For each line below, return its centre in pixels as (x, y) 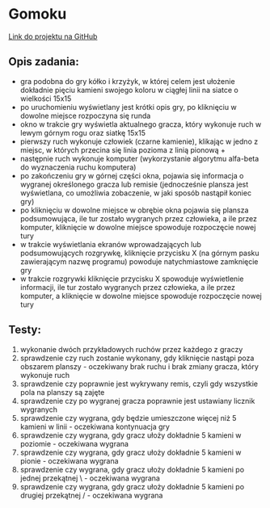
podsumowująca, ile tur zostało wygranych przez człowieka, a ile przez (138, 218)
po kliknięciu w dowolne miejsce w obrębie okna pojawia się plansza (134, 210)
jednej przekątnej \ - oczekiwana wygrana (90, 478)
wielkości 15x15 (46, 99)
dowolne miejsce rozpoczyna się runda (85, 115)
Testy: (25, 330)
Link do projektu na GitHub (53, 36)
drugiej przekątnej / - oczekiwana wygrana (91, 495)
